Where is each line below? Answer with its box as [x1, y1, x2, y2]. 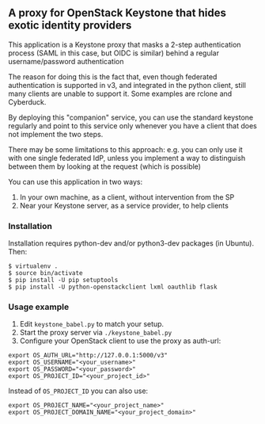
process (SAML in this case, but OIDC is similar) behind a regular [8, 48, 220, 58]
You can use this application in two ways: [8, 177, 143, 186]
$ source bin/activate [8, 269, 83, 277]
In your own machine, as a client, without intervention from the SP [19, 192, 235, 201]
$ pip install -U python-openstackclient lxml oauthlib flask [8, 283, 218, 292]
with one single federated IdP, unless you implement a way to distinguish [8, 153, 246, 162]
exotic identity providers [8, 19, 132, 32]
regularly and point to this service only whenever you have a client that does [8, 120, 257, 130]
